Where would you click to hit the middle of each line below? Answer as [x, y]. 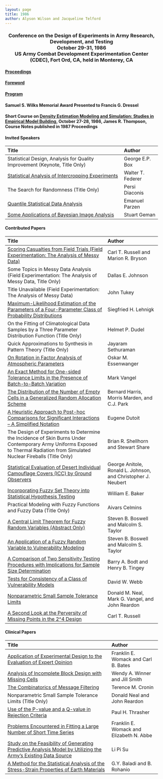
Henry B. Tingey [126, 567]
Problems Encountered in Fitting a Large [53, 726]
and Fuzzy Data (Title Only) [39, 510]
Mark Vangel [122, 377]
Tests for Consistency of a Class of [47, 579]
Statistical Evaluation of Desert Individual [54, 467]
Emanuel [134, 201]
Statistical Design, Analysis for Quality [51, 159]
